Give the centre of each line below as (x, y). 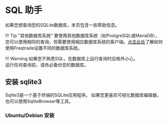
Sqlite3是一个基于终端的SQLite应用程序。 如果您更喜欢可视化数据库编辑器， (83, 95)
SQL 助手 (24, 10)
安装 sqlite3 (23, 82)
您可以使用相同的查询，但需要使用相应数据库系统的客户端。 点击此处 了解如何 (84, 42)
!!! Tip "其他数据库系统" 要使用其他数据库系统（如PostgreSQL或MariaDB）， (82, 35)
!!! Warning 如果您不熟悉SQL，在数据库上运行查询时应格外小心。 (72, 58)
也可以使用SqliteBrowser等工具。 (39, 101)
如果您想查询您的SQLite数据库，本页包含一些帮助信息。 (62, 25)
